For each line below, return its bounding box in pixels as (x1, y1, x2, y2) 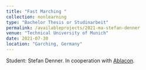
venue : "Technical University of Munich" (6, 30, 109, 36)
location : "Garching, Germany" (6, 41, 83, 47)
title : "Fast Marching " (6, 8, 67, 15)
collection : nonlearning (6, 14, 67, 20)
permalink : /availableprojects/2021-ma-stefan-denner (6, 24, 141, 31)
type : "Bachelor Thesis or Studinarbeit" (6, 19, 109, 25)
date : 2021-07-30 (6, 36, 49, 41)
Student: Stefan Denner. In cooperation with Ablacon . (6, 57, 135, 64)
